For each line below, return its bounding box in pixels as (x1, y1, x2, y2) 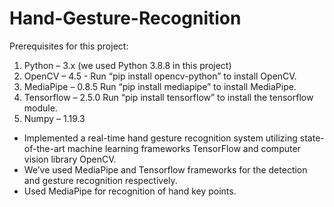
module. (23, 102, 58, 114)
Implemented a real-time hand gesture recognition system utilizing (23, 132, 298, 144)
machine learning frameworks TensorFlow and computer (67, 142, 301, 154)
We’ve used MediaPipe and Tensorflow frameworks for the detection (23, 163, 308, 176)
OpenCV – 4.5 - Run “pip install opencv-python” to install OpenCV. (23, 70, 297, 82)
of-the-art (23, 142, 66, 154)
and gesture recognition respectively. (23, 174, 178, 186)
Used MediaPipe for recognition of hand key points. (23, 185, 237, 197)
